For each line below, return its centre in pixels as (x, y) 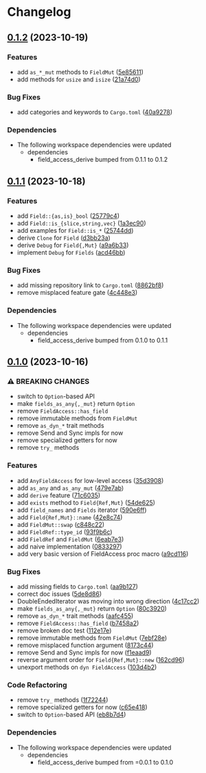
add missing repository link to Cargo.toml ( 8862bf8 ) (90, 285)
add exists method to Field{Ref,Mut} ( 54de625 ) (86, 502)
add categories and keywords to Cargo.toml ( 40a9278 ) (95, 112)
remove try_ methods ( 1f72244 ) (62, 700)
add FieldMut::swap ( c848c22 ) (61, 524)
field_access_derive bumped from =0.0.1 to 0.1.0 (105, 762)
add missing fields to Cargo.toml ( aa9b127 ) (78, 587)
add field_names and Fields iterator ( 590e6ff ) (82, 510)
